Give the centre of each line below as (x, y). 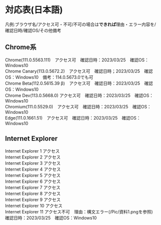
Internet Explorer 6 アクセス (33, 181)
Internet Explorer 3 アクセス (33, 163)
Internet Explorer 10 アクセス (34, 206)
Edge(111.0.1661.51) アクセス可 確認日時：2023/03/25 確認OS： (73, 118)
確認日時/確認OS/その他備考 (33, 30)
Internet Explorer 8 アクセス (33, 193)
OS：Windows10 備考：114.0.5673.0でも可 (49, 77)
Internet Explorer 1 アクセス (32, 151)
